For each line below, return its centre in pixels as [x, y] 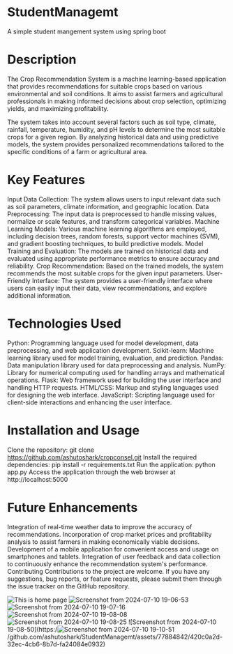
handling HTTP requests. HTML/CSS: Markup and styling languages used [113, 387]
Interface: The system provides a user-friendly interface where [122, 280]
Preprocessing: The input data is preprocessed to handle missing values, [112, 214]
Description [42, 60]
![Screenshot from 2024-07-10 [172, 622]
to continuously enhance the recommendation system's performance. [107, 564]
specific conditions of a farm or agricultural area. [77, 151]
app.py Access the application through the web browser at [91, 472]
